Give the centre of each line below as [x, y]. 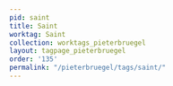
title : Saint [34, 26]
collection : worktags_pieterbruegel [78, 43]
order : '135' [34, 59]
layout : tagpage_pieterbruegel [68, 51]
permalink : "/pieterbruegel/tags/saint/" [88, 68]
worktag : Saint [38, 34]
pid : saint [30, 17]
